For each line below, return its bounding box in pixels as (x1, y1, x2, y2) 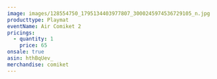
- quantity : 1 (13, 36, 54, 43)
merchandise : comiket (7, 61, 69, 68)
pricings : (7, 29, 36, 36)
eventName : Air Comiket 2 (7, 23, 81, 30)
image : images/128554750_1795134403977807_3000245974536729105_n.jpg (7, 10, 211, 17)
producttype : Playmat (7, 16, 69, 23)
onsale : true (7, 49, 45, 56)
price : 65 (19, 42, 48, 49)
